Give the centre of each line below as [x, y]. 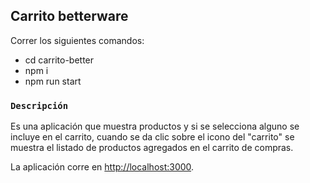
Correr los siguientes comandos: [77, 40]
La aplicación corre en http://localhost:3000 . [102, 167]
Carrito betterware [69, 16]
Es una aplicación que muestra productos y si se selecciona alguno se [155, 126]
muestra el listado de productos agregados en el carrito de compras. [152, 148]
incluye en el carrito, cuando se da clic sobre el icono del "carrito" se [152, 137]
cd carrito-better [59, 60]
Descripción [39, 105]
